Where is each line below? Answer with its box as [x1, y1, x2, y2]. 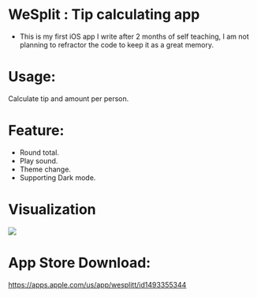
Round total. [19, 148, 59, 157]
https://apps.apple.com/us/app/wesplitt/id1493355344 [8, 280, 187, 289]
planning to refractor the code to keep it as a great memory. [19, 39, 214, 49]
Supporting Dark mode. [19, 172, 96, 182]
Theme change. [19, 164, 71, 174]
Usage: [8, 68, 57, 86]
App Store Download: [8, 254, 151, 272]
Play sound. [19, 156, 58, 165]
